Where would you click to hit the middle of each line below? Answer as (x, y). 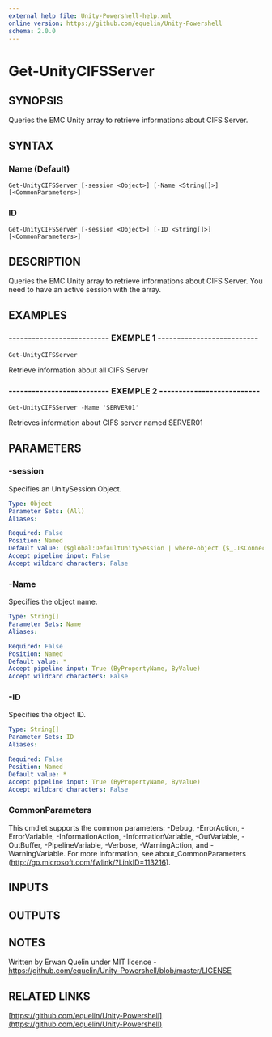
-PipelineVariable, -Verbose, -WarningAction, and (126, 845)
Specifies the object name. (53, 602)
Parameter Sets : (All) (47, 511)
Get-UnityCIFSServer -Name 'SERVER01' (74, 408)
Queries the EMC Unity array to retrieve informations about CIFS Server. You (136, 281)
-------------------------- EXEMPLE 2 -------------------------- (134, 391)
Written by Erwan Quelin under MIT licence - (83, 962)
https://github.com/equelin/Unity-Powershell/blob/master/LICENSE (120, 971)
